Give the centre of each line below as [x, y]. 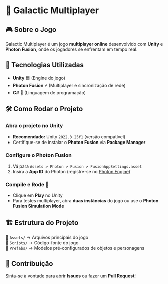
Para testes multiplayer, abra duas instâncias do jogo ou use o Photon [86, 201]
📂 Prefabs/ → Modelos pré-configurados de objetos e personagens [75, 248]
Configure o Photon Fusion [38, 155]
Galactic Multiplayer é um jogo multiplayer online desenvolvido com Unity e [84, 44]
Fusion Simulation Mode [38, 206]
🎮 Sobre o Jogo [31, 29]
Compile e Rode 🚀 [27, 184]
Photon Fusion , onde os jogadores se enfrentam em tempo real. [71, 49]
